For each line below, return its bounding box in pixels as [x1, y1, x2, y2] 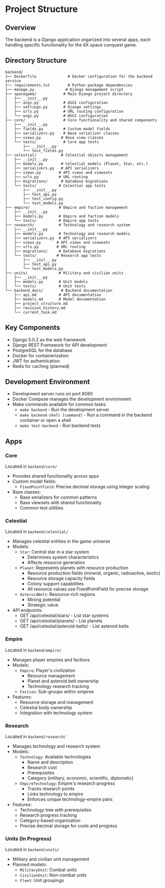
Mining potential [27, 596, 61, 602]
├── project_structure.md [14, 301, 68, 306]
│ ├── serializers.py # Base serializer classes [5, 131, 120, 136]
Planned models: [12, 862, 47, 868]
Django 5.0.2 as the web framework [12, 336, 86, 342]
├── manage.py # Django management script [5, 87, 124, 92]
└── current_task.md [14, 309, 57, 315]
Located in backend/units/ [5, 847, 60, 853]
